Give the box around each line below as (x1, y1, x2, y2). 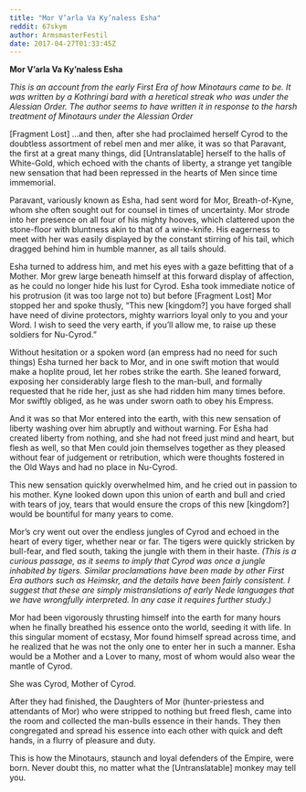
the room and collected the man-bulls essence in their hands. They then (9, 715, 281, 727)
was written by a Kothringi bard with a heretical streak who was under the (9, 91, 290, 102)
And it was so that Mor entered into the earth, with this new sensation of (9, 413, 281, 424)
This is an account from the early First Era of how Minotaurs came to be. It (9, 81, 291, 92)
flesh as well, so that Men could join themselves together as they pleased (9, 443, 286, 454)
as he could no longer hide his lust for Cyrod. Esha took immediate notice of (9, 281, 295, 292)
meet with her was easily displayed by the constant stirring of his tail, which (9, 234, 295, 245)
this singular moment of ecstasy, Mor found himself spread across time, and (9, 632, 297, 643)
